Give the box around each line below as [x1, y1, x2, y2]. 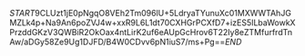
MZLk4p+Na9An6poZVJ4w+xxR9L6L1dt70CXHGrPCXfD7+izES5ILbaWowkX [9, 17, 296, 28]
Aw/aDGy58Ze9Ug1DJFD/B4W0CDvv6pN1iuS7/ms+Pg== [9, 36, 226, 47]
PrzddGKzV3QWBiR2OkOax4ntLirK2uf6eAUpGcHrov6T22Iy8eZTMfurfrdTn [9, 27, 293, 37]
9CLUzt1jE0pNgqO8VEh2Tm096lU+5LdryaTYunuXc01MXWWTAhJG [35, 8, 291, 18]
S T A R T [9, 8, 36, 18]
